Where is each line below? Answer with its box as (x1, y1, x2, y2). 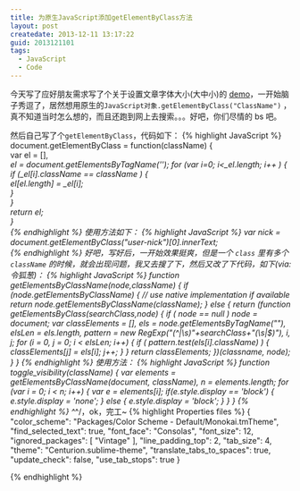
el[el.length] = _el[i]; (10, 178, 84, 189)
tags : (10, 47, 30, 55)
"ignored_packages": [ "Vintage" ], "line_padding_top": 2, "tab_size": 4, (10, 435, 272, 445)
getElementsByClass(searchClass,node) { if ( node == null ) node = (10, 308, 258, 318)
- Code (18, 63, 43, 72)
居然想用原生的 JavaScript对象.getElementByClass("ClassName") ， (48, 99, 292, 110)
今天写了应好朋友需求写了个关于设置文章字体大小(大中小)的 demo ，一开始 (10, 89, 282, 99)
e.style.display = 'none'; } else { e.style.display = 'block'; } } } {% (10, 395, 249, 406)
